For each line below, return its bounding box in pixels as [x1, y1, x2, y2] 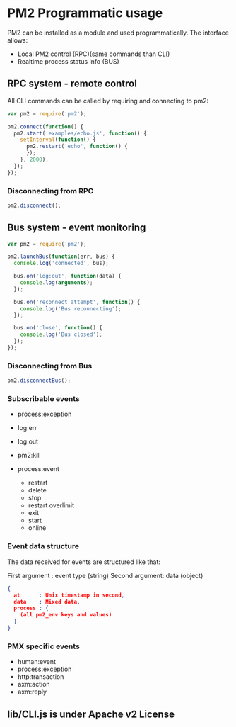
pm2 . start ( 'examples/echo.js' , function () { [13, 130, 147, 137]
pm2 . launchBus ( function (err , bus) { [7, 253, 115, 260]
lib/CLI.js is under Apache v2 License [7, 708, 175, 720]
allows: [7, 35, 28, 44]
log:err [17, 424, 37, 432]
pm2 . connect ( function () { [7, 123, 83, 130]
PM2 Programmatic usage [7, 5, 163, 21]
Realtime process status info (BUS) [17, 57, 120, 65]
